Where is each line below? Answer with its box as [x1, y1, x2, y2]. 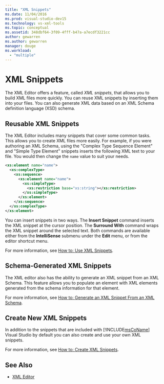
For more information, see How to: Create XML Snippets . [5, 347, 119, 353]
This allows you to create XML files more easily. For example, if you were [5, 138, 152, 144]
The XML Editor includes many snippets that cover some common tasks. [5, 133, 151, 138]
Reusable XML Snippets [5, 119, 80, 128]
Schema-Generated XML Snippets [5, 262, 112, 270]
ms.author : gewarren [5, 39, 47, 44]
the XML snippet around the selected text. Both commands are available [5, 227, 150, 233]
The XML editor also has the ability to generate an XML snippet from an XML [5, 274, 159, 280]
